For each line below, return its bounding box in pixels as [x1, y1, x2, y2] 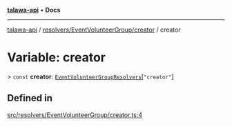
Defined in [7, 92, 53, 104]
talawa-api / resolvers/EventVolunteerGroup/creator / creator [7, 25, 181, 34]
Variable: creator [7, 50, 106, 65]
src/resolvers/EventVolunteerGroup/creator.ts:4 [7, 110, 143, 119]
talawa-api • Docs [7, 6, 61, 14]
